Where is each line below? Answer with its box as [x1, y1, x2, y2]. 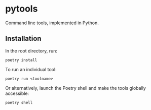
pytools [5, 3, 38, 15]
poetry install [5, 58, 37, 63]
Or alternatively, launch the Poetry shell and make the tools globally [5, 85, 146, 91]
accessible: [5, 90, 29, 96]
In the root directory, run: [5, 47, 57, 53]
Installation [5, 34, 42, 43]
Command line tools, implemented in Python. [5, 20, 99, 26]
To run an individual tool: [5, 66, 57, 72]
